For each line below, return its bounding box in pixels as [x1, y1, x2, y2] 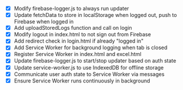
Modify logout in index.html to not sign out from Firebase [13, 31, 151, 38]
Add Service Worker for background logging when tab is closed [13, 44, 168, 51]
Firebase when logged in [13, 18, 74, 25]
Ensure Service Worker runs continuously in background [13, 77, 150, 84]
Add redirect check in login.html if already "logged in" [13, 37, 144, 44]
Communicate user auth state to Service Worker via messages [13, 70, 165, 78]
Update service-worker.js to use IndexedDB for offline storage [13, 64, 164, 71]
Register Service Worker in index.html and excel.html [13, 51, 141, 58]
